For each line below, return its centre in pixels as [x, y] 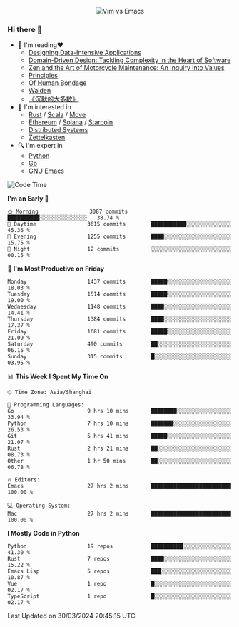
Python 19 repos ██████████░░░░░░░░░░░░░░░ [119, 546]
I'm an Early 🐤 [28, 199]
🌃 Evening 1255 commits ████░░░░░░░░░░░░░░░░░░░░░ [119, 237]
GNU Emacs [46, 171]
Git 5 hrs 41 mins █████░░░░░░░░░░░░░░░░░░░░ [119, 436]
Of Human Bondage [57, 83]
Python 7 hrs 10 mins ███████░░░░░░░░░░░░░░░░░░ [119, 424]
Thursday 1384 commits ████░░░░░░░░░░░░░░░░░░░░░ [119, 319]
